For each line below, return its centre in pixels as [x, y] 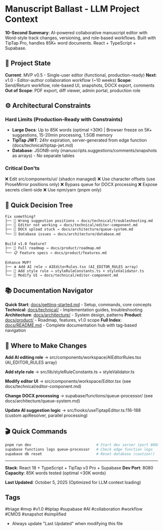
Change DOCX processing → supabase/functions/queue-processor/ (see [79, 396]
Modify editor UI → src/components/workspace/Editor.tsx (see [68, 381]
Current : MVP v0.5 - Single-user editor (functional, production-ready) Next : [81, 75]
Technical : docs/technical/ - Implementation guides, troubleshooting [74, 310]
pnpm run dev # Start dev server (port [77, 445]
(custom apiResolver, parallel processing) [47, 416]
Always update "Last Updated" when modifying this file [67, 524]
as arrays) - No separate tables [43, 156]
